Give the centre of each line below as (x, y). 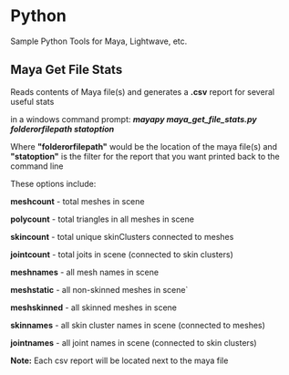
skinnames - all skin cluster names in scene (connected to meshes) (138, 325)
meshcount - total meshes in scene (77, 201)
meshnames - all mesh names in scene (84, 272)
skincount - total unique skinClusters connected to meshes (122, 236)
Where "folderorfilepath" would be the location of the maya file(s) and (144, 146)
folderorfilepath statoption (62, 129)
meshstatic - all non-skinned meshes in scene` (99, 289)
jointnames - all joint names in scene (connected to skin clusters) (134, 342)
